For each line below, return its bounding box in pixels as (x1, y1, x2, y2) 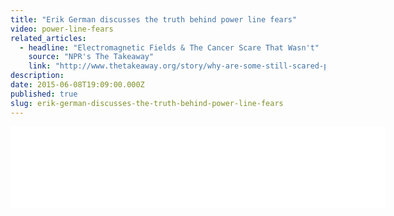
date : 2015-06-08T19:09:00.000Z (10, 80, 145, 90)
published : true (10, 89, 78, 99)
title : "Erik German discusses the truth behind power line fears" (10, 14, 298, 25)
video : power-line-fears (10, 24, 114, 34)
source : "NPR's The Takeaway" (28, 52, 155, 62)
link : (28, 61, 52, 71)
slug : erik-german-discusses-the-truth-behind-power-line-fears (10, 98, 284, 108)
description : (10, 71, 65, 81)
